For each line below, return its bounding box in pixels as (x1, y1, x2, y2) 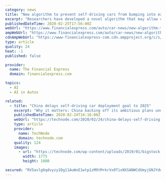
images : (14, 145, 30, 150)
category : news (5, 7, 37, 12)
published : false (5, 53, 41, 59)
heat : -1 (5, 49, 23, 54)
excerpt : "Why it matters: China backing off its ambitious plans (14, 108, 154, 113)
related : (5, 99, 23, 104)
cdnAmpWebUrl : (5, 35, 35, 40)
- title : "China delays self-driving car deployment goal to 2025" (9, 103, 152, 108)
